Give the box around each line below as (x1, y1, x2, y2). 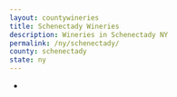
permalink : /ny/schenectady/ (9, 38, 120, 48)
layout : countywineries (9, 13, 100, 23)
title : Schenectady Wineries (9, 22, 120, 31)
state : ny (9, 55, 47, 64)
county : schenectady (9, 47, 88, 56)
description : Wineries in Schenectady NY (9, 30, 169, 39)
